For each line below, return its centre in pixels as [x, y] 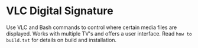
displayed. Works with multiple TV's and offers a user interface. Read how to [99, 33]
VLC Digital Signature [60, 11]
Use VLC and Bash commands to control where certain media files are [92, 27]
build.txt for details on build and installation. [61, 40]
